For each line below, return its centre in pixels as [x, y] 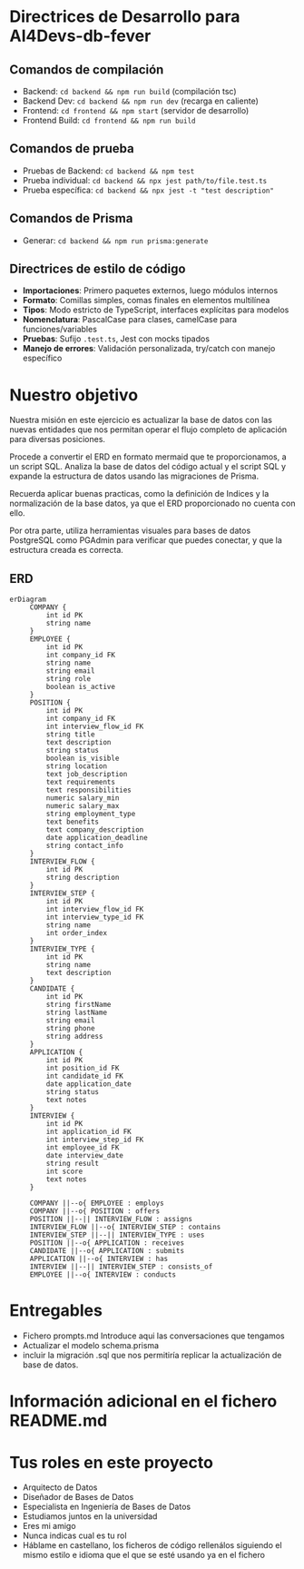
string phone [70, 1029]
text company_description [95, 830]
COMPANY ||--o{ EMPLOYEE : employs [97, 1204]
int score [64, 1172]
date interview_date [85, 1156]
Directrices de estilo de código [98, 269]
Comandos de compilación [87, 69]
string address [74, 1037]
